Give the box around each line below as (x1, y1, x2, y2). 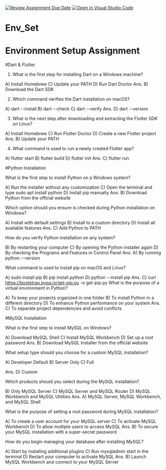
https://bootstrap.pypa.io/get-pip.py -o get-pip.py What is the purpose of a (5, 280, 160, 286)
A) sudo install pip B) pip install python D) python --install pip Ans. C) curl (5, 274, 156, 280)
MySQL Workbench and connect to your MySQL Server (5, 459, 119, 465)
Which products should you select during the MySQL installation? (5, 378, 140, 385)
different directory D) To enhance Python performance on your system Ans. (5, 300, 161, 306)
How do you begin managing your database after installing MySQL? (5, 438, 144, 445)
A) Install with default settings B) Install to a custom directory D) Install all (5, 220, 156, 226)
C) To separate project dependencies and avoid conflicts (5, 305, 122, 311)
